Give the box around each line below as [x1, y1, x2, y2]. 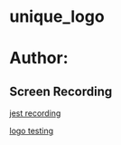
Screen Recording [9, 83, 113, 99]
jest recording [9, 108, 61, 119]
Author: [9, 48, 70, 69]
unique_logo [9, 6, 106, 27]
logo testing [9, 125, 54, 137]
